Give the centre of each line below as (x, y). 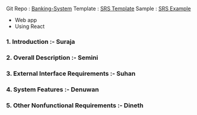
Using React (30, 26)
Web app (26, 20)
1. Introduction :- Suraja (41, 41)
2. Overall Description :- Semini (52, 57)
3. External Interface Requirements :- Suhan (71, 74)
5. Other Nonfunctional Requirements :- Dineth (75, 105)
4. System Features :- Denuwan (53, 90)
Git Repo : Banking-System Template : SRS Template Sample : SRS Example (99, 9)
